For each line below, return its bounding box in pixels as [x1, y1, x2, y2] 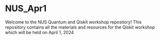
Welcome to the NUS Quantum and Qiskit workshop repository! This [5, 19, 142, 25]
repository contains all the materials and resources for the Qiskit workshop [5, 24, 155, 30]
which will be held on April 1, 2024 [5, 29, 74, 35]
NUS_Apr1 [5, 3, 47, 14]
